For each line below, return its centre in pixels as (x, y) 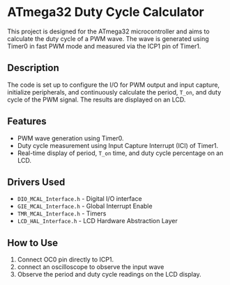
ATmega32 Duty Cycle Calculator (106, 12)
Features (27, 121)
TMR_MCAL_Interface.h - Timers (62, 213)
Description (33, 68)
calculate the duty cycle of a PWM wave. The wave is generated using (108, 38)
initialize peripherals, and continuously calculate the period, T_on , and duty (114, 92)
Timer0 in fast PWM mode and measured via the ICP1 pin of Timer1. (104, 46)
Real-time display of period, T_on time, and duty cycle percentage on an (120, 153)
